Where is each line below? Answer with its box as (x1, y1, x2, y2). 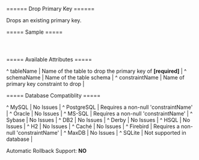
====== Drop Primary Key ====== (6, 5, 95, 12)
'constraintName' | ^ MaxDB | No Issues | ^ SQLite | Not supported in (16, 129, 186, 136)
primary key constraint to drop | (6, 81, 85, 87)
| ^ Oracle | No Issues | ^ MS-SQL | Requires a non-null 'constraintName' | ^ (6, 110, 193, 117)
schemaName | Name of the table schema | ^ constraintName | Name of (6, 74, 185, 81)
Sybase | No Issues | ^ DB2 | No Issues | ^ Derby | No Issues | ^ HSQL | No (6, 117, 191, 123)
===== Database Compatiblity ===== (6, 92, 101, 99)
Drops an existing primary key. (6, 17, 82, 23)
